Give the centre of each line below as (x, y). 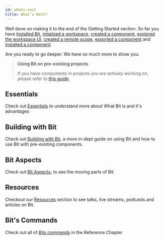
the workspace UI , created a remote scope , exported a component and (78, 39)
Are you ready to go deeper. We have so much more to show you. (72, 54)
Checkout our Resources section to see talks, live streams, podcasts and (80, 199)
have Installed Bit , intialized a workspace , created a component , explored (80, 34)
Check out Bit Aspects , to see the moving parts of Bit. (60, 171)
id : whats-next (21, 10)
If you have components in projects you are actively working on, (83, 73)
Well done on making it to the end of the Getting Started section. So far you (82, 28)
